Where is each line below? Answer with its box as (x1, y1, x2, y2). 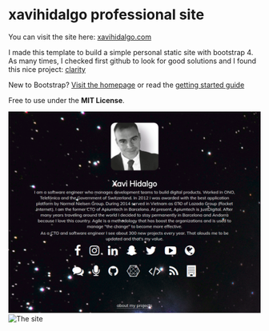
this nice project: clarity (8, 64, 86, 74)
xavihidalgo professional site (8, 6, 205, 24)
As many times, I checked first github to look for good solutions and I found (8, 56, 257, 66)
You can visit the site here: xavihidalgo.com (8, 32, 152, 42)
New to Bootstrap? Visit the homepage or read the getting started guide (8, 80, 245, 90)
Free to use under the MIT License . (8, 95, 126, 105)
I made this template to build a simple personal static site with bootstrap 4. (8, 47, 254, 57)
